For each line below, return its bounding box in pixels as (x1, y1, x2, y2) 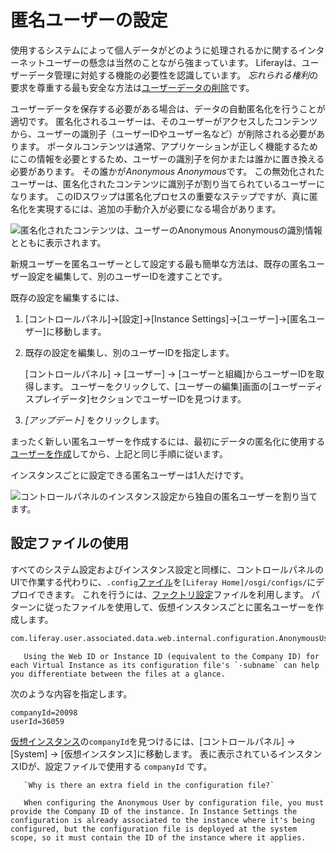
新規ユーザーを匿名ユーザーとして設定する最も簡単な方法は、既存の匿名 (10, 257, 308, 270)
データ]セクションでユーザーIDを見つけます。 (59, 392, 247, 405)
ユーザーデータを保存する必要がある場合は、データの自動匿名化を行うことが (10, 102, 326, 115)
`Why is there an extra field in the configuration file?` (23, 780, 275, 790)
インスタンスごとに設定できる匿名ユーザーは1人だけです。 (10, 469, 250, 481)
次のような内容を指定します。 (10, 687, 133, 700)
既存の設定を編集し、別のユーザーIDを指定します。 (24, 346, 235, 358)
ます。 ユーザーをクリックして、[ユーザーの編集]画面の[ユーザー (42, 380, 307, 392)
